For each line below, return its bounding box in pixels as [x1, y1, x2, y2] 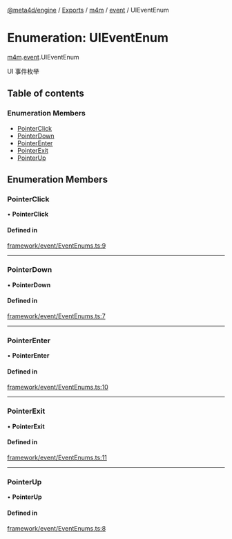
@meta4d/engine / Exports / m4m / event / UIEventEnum [7, 6, 169, 14]
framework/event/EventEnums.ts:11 [7, 453, 107, 462]
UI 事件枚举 [7, 67, 40, 75]
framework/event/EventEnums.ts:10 [7, 383, 108, 391]
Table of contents [7, 88, 84, 100]
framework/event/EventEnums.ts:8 [7, 524, 106, 532]
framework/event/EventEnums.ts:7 [7, 312, 106, 320]
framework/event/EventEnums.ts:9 [7, 241, 106, 250]
